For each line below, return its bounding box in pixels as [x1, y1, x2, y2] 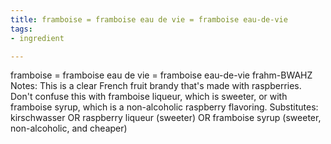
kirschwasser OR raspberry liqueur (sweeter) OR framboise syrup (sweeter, [10, 112, 322, 124]
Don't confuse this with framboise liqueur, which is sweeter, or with [10, 91, 288, 103]
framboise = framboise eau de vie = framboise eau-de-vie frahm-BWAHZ [10, 69, 313, 81]
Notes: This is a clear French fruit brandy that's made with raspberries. [10, 80, 302, 92]
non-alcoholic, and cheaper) [10, 122, 128, 135]
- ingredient [10, 33, 65, 43]
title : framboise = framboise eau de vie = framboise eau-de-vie [10, 14, 288, 25]
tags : [10, 24, 33, 34]
